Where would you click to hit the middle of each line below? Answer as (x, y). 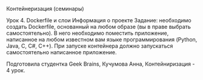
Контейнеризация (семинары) (45, 9)
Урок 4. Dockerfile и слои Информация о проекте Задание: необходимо (99, 20)
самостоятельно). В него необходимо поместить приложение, (88, 33)
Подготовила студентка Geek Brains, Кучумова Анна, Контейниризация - (101, 64)
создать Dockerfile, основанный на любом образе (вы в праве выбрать (98, 27)
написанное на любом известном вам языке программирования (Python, (102, 39)
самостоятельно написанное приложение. (62, 52)
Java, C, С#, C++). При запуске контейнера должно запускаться (90, 46)
